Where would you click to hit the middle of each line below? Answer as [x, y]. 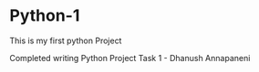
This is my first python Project [66, 40]
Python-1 [45, 16]
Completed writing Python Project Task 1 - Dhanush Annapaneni [130, 58]
